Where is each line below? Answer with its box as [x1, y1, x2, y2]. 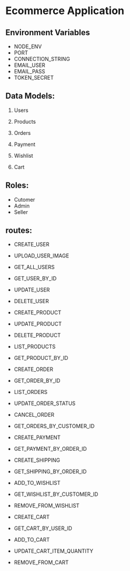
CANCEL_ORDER [13, 412, 55, 419]
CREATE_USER [13, 241, 50, 248]
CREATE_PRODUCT [13, 309, 62, 316]
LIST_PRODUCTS [13, 343, 56, 350]
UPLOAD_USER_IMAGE [13, 252, 69, 259]
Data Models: [5, 91, 55, 101]
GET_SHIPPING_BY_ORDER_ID [13, 468, 87, 475]
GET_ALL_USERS [13, 264, 55, 271]
